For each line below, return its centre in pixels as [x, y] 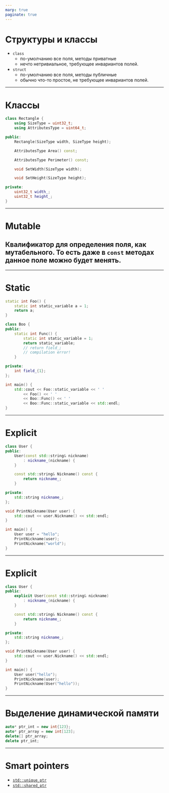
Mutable [23, 226]
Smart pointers [37, 766]
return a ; [25, 311]
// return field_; [43, 348]
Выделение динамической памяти [82, 713]
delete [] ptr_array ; [27, 736]
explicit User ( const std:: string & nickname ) [62, 596]
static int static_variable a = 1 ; [52, 306]
